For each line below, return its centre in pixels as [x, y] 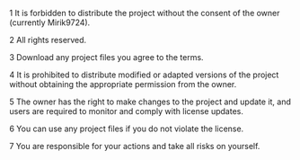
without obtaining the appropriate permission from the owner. [123, 84]
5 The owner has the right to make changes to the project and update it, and [150, 102]
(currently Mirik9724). [50, 22]
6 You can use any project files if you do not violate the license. [127, 129]
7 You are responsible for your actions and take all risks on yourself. [135, 146]
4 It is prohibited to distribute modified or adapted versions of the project [144, 75]
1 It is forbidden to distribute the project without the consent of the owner [145, 13]
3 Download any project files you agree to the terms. [106, 57]
